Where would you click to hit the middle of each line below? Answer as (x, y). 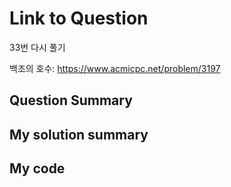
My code (37, 168)
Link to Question (79, 18)
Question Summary (71, 100)
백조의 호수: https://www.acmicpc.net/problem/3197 (115, 68)
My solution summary (79, 134)
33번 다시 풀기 (37, 47)
